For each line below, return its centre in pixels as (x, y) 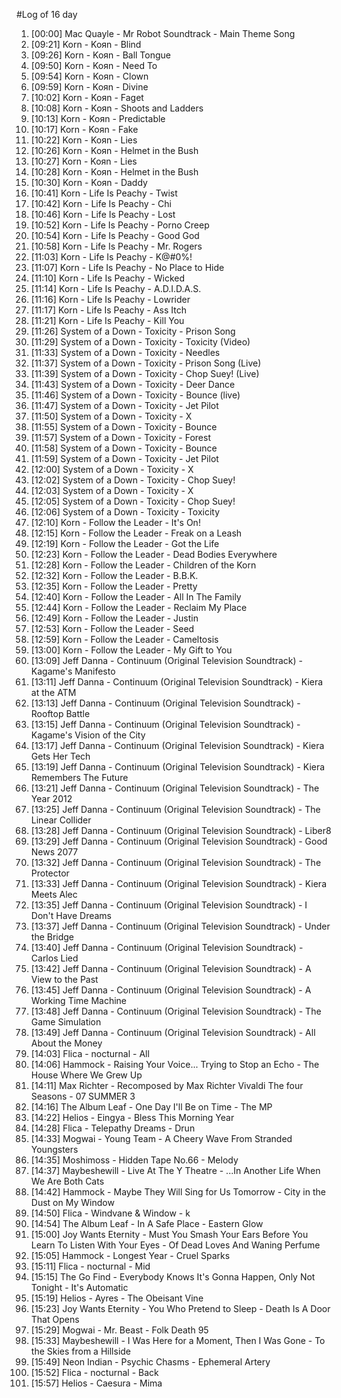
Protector (50, 873)
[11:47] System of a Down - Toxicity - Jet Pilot (124, 405)
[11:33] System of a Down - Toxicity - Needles (125, 352)
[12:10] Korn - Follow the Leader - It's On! (115, 522)
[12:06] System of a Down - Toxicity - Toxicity (125, 512)
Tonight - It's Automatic (79, 1287)
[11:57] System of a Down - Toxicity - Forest (121, 437)
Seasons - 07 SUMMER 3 (83, 1096)
